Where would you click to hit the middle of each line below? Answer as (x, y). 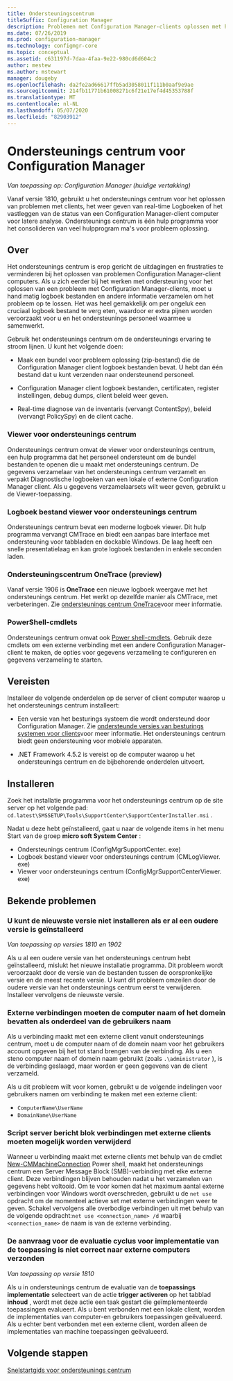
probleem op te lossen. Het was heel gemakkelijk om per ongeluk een (107, 303)
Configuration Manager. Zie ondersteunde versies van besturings (110, 726)
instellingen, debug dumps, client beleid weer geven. (93, 396)
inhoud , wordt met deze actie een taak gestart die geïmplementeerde (107, 1302)
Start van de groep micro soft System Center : (74, 836)
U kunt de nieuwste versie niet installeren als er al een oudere (113, 921)
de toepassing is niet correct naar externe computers (99, 1250)
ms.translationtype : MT (42, 98)
